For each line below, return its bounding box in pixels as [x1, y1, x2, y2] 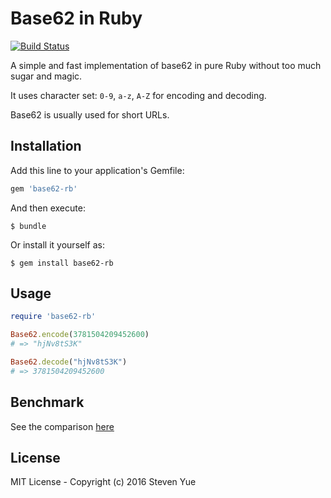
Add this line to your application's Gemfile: [10, 164, 185, 176]
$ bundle [10, 221, 47, 231]
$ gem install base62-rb [10, 258, 114, 268]
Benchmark [10, 394, 85, 411]
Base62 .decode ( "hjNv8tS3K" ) [10, 357, 128, 367]
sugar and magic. [10, 70, 83, 82]
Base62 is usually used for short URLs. [10, 108, 170, 121]
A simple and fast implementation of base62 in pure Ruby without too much [10, 59, 322, 71]
